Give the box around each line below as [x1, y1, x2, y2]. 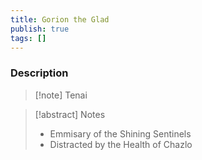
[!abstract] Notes [34, 108, 106, 120]
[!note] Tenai [34, 89, 88, 101]
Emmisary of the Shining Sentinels [49, 127, 192, 140]
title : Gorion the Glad [10, 14, 110, 25]
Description [10, 66, 69, 80]
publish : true [10, 24, 70, 34]
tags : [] [10, 33, 47, 43]
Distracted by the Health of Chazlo [49, 138, 193, 150]
